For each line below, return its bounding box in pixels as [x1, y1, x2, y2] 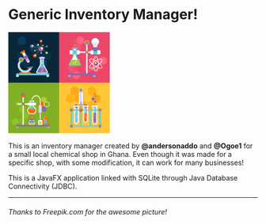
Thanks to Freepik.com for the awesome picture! [8, 207, 168, 216]
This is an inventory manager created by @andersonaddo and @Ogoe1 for [8, 140, 253, 151]
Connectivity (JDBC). [8, 181, 78, 191]
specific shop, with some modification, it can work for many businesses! [8, 158, 244, 167]
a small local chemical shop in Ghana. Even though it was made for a [8, 149, 232, 159]
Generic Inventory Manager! [8, 6, 198, 24]
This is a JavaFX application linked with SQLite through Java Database [8, 173, 238, 182]
